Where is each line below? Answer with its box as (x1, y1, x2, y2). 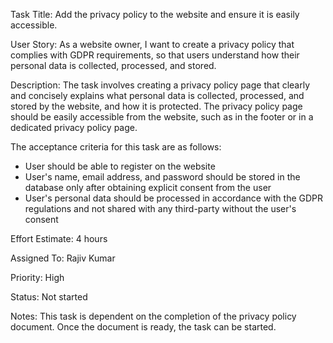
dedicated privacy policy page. (10, 122, 138, 133)
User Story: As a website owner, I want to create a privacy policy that (10, 39, 295, 50)
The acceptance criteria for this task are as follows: (10, 141, 222, 153)
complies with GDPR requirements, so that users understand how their (10, 49, 300, 61)
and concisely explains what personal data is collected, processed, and (10, 90, 305, 101)
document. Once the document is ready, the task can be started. (10, 321, 277, 333)
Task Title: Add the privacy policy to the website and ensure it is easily (10, 9, 300, 20)
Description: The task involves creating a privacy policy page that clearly (10, 79, 311, 91)
